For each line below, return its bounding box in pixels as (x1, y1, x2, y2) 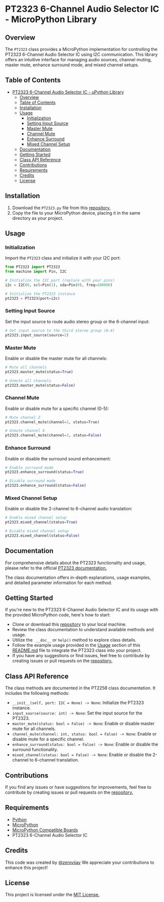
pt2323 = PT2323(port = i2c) (5, 296, 60, 301)
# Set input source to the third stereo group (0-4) (5, 328, 115, 333)
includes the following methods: (5, 690, 70, 696)
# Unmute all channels (5, 378, 51, 383)
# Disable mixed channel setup (5, 529, 69, 534)
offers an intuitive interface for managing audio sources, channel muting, (5, 57, 152, 62)
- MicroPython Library (5, 14, 97, 25)
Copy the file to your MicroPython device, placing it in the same (12, 210, 141, 216)
